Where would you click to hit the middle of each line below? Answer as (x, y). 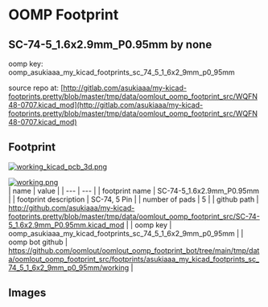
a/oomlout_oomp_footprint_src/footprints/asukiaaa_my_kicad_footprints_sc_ (134, 259)
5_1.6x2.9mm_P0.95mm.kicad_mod (66, 225)
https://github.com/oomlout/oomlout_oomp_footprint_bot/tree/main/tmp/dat (134, 250)
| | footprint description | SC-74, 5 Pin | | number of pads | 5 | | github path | (134, 199)
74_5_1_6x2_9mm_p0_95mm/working (69, 268)
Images (27, 293)
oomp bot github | (38, 242)
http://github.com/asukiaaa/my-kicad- (72, 207)
